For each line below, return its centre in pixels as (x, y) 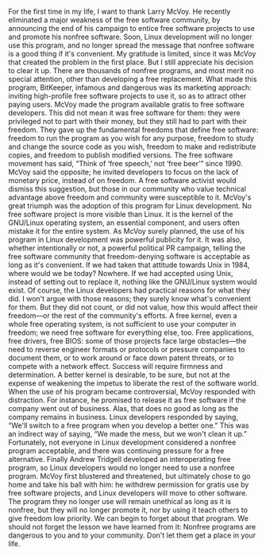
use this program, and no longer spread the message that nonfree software (131, 45)
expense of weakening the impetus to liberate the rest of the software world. (133, 383)
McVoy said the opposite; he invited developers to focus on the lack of (123, 172)
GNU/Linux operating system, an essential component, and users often (124, 223)
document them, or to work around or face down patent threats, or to (121, 358)
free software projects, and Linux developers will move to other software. (128, 493)
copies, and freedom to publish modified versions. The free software (121, 155)
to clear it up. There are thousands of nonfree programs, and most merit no (131, 70)
